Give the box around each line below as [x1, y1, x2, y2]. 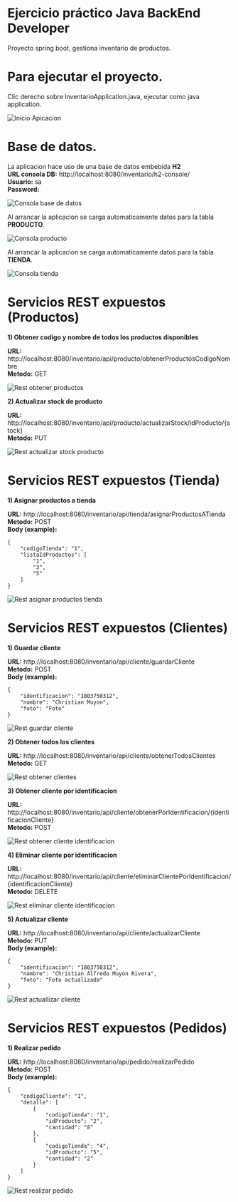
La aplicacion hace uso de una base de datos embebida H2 [7, 162, 181, 170]
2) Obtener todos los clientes [7, 737, 95, 746]
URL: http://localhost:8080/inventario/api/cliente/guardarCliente [7, 657, 195, 666]
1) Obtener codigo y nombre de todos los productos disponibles [7, 333, 199, 341]
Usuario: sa [7, 177, 42, 186]
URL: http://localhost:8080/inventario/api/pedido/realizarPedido [7, 1057, 195, 1066]
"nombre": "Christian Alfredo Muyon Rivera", [20, 970, 158, 977]
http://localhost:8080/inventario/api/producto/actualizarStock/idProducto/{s [7, 418, 231, 427]
